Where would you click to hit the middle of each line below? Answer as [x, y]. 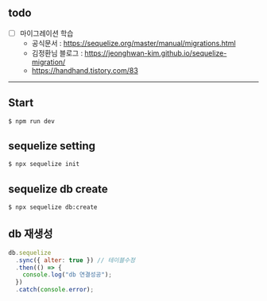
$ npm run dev [32, 121]
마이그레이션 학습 [46, 33]
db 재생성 [31, 234]
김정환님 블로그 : [57, 53]
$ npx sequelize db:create [53, 207]
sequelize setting [52, 146]
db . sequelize [30, 253]
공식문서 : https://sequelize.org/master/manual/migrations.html [133, 43]
